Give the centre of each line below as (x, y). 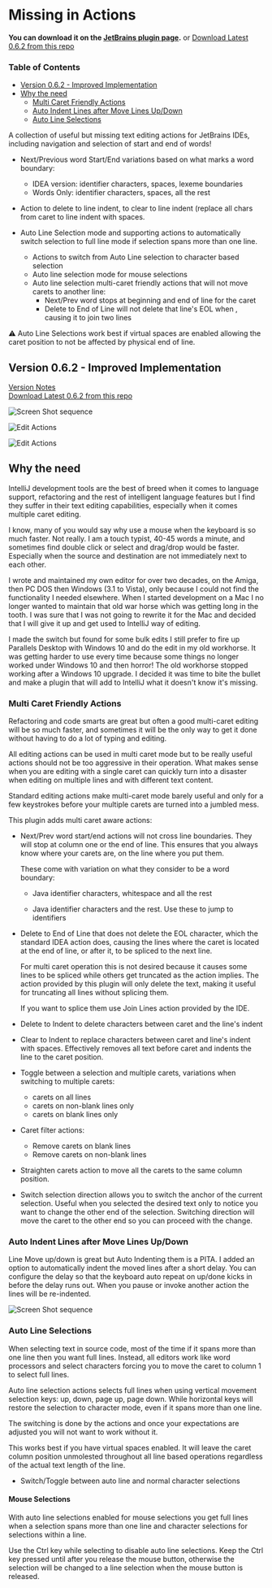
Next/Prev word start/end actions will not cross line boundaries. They (136, 836)
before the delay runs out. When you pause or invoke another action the (129, 1286)
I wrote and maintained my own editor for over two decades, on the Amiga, (134, 580)
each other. (28, 564)
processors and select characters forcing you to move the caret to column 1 (135, 1366)
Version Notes (32, 387)
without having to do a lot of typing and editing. (88, 738)
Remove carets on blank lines (82, 1146)
